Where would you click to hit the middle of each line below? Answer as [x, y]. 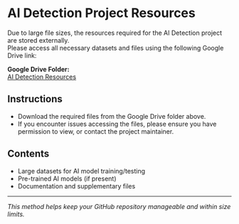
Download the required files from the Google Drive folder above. [112, 116]
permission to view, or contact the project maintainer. [96, 131]
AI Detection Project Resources [101, 13]
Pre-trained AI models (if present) [67, 178]
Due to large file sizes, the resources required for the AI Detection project [115, 33]
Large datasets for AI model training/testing [81, 171]
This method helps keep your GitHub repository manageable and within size [119, 206]
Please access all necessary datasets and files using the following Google [116, 48]
